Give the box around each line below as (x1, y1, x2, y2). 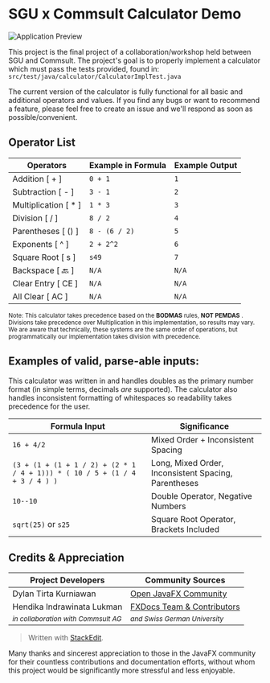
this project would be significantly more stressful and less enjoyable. (8, 665, 235, 676)
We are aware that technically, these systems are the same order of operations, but (8, 325, 239, 334)
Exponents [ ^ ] (12, 238, 70, 249)
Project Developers (30, 574, 105, 586)
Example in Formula (88, 159, 167, 171)
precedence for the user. (8, 401, 91, 411)
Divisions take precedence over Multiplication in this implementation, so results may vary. (8, 319, 256, 327)
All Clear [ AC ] (12, 290, 68, 302)
